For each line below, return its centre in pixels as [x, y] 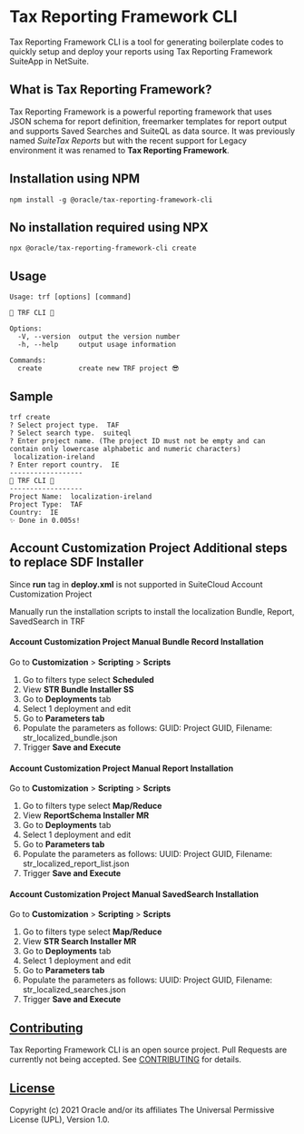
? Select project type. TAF [64, 425]
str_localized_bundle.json [70, 738]
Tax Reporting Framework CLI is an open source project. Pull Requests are [148, 1050]
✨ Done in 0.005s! [45, 520]
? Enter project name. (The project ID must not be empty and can [137, 441]
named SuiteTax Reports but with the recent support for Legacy [128, 140]
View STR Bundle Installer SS [78, 690]
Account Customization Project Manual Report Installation [122, 768]
